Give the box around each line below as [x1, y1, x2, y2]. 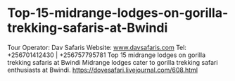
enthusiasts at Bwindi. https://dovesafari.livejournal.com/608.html [7, 66, 198, 74]
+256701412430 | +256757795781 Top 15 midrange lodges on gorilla [7, 51, 206, 59]
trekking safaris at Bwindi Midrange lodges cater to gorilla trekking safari [7, 58, 218, 66]
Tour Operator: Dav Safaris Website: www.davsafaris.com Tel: [7, 43, 186, 51]
